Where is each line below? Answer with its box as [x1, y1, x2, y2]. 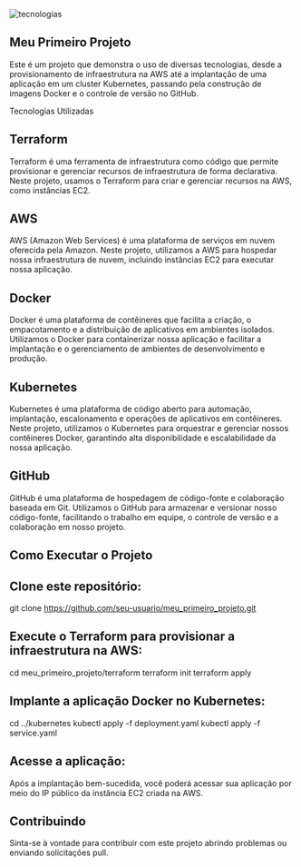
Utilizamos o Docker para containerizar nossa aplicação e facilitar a [9, 334, 262, 345]
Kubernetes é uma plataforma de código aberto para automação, [9, 404, 252, 415]
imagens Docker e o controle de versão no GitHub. [9, 87, 199, 99]
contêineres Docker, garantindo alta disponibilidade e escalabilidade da [9, 432, 277, 444]
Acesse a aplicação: [9, 754, 126, 769]
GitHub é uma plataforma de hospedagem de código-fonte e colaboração [9, 492, 285, 503]
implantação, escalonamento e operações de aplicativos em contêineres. [9, 413, 283, 424]
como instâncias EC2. [9, 184, 91, 195]
